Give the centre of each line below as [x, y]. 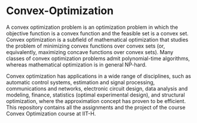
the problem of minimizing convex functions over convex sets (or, [86, 46]
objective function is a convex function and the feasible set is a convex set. [97, 33]
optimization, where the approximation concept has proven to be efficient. [96, 101]
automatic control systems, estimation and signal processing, [81, 82]
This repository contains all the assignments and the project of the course [96, 107]
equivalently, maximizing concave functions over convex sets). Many [90, 52]
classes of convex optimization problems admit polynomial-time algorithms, [98, 58]
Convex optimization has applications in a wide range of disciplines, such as [99, 76]
